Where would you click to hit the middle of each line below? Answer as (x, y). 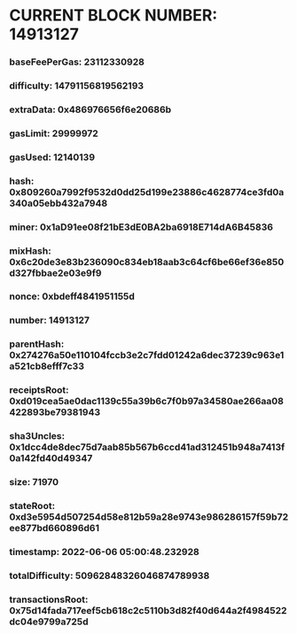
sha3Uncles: (37, 436)
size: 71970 (34, 482)
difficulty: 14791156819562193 (77, 86)
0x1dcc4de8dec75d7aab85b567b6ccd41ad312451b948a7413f (147, 447)
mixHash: (30, 251)
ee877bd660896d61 (55, 528)
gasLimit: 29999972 (54, 133)
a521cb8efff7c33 (47, 366)
